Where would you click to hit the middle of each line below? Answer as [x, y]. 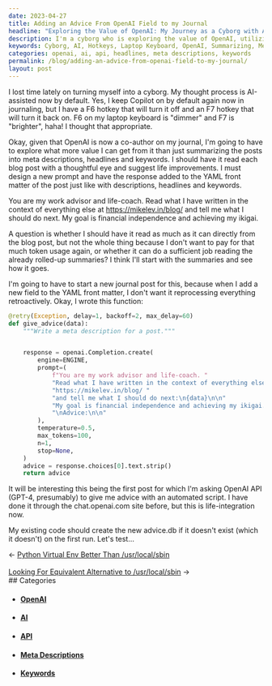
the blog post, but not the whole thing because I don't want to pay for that [132, 242]
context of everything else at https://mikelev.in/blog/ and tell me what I [126, 209]
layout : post [30, 69]
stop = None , [56, 451]
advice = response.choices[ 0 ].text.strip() [98, 466]
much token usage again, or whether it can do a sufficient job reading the [131, 251]
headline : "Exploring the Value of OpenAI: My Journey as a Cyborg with [134, 31]
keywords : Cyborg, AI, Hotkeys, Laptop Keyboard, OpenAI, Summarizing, [132, 46]
